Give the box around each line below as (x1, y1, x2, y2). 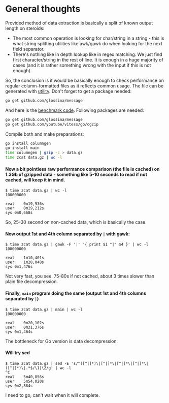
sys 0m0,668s (5, 210, 33, 215)
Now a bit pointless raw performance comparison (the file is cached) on (5, 166, 160, 172)
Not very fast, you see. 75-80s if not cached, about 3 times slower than (5, 273, 155, 280)
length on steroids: (5, 25, 45, 31)
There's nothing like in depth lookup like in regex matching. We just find (12, 51, 162, 57)
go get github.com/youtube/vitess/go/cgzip (5, 121, 99, 127)
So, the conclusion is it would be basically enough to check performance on (5, 77, 164, 83)
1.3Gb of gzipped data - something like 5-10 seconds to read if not (5, 171, 147, 177)
